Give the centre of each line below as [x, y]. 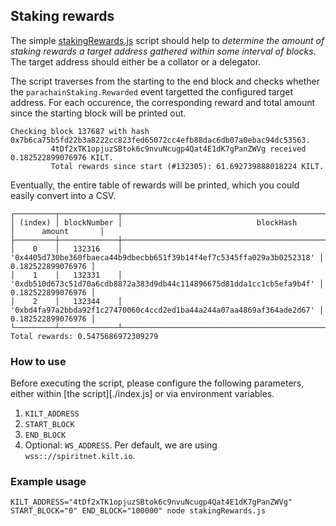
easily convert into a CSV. [63, 195]
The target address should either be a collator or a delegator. [136, 61]
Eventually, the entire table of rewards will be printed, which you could [155, 185]
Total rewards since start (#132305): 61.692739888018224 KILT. [187, 166]
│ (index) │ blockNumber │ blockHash [154, 222]
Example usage [48, 482]
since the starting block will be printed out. [98, 113]
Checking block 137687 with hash [80, 131]
